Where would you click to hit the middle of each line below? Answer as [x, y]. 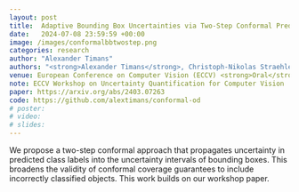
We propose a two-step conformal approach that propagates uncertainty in [147, 150]
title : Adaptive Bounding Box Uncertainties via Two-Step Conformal [141, 26]
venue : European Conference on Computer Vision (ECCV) [113, 76]
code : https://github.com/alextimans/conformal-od [105, 100]
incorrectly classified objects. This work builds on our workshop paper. [139, 178]
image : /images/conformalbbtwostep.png [83, 42]
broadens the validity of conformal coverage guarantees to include [132, 169]
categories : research [49, 51]
